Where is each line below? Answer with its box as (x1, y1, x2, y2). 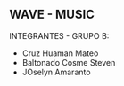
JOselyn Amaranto (21, 66, 91, 77)
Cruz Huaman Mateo (21, 48, 99, 59)
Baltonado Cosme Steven (21, 57, 116, 67)
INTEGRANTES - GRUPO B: (9, 30, 110, 41)
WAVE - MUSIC (9, 7, 95, 22)
